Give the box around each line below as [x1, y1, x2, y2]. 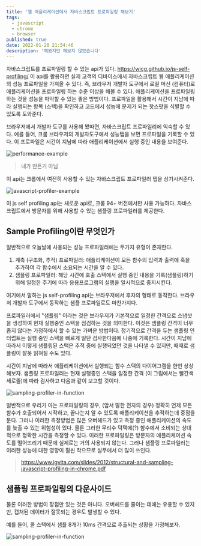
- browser [11, 31, 36, 37]
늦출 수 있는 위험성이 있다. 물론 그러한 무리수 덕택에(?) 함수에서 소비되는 [12, 424, 181, 431]
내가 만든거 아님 [20, 162, 58, 169]
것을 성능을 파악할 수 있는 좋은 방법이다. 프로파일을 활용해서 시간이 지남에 [17, 95, 189, 102]
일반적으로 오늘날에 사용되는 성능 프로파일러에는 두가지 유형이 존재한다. [6, 243, 173, 250]
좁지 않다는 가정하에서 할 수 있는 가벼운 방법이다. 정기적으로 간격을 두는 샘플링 [6, 327, 189, 334]
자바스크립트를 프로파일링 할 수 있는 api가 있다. [6, 65, 116, 72]
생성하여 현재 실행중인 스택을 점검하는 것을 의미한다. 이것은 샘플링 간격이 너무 [12, 319, 194, 326]
